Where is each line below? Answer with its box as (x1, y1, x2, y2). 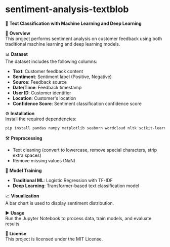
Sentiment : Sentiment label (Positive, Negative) (12, 74, 112, 80)
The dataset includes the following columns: (5, 58, 98, 64)
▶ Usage (5, 209, 25, 216)
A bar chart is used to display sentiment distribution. (5, 200, 114, 206)
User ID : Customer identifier (12, 90, 72, 96)
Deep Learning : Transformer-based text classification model (12, 183, 140, 189)
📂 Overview (5, 30, 30, 36)
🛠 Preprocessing (5, 135, 42, 141)
